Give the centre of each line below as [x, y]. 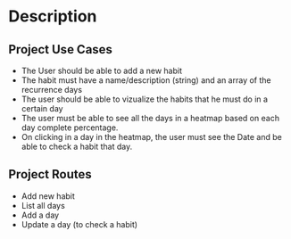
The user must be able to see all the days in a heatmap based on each [150, 118]
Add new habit [48, 196]
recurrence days [51, 90]
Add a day [40, 215]
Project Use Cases [61, 49]
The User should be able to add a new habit [102, 70]
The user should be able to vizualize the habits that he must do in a [145, 99]
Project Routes [50, 174]
